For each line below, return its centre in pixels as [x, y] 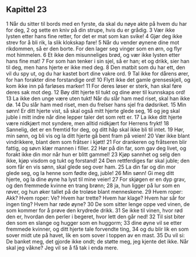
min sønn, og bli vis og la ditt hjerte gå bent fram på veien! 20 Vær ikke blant [98, 136]
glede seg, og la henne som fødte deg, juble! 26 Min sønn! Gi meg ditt [90, 173]
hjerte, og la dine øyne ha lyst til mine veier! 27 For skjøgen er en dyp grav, [96, 179]
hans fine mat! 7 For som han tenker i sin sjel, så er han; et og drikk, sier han [98, 61]
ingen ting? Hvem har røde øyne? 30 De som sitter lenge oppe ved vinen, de [98, 204]
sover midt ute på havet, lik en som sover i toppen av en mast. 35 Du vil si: [96, 235]
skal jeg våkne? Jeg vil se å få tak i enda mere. [62, 248]
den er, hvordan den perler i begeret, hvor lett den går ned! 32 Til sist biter [96, 217]
